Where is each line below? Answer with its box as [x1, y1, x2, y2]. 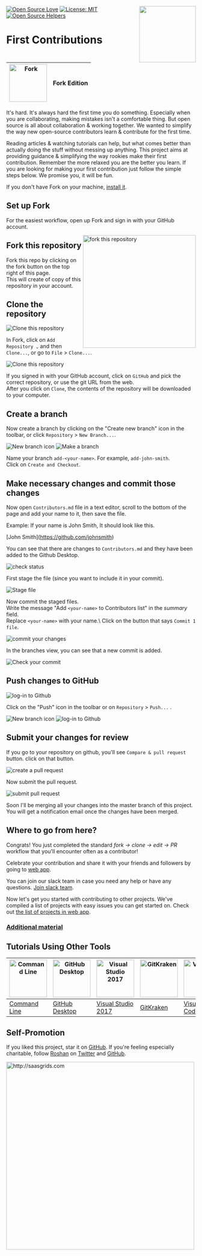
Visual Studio [96, 999, 134, 1008]
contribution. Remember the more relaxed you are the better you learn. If [6, 159, 186, 166]
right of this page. [6, 269, 50, 276]
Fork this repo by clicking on [6, 256, 77, 264]
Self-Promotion [6, 1028, 65, 1038]
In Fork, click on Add [6, 337, 55, 344]
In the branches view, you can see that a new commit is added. [6, 647, 162, 654]
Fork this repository [6, 240, 82, 251]
